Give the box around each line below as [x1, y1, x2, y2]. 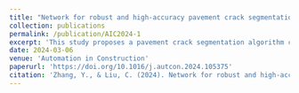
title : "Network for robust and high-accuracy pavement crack [9, 12, 245, 22]
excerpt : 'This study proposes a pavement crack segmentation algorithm [9, 37, 285, 47]
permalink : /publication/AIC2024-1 [9, 29, 141, 38]
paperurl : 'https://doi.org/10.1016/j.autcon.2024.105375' [9, 63, 233, 72]
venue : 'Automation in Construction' [9, 54, 149, 63]
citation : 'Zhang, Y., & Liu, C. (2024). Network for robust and [9, 71, 256, 80]
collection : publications [9, 21, 105, 30]
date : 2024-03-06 [9, 46, 74, 55]
